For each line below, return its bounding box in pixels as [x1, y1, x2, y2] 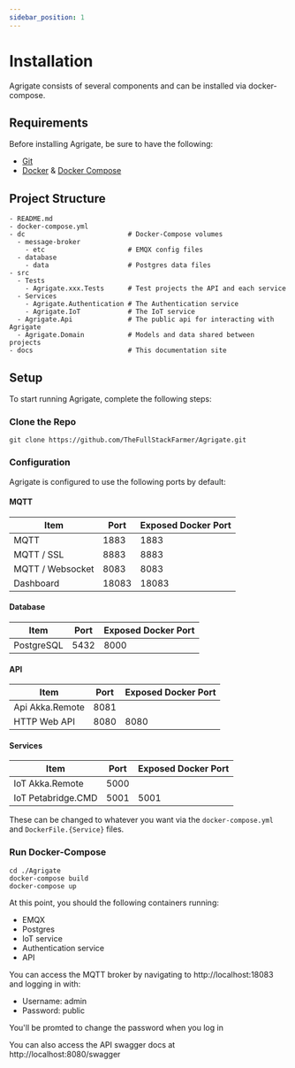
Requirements [9, 115, 88, 130]
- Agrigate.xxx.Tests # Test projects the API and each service [25, 284, 287, 293]
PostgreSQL [13, 639, 64, 651]
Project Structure [9, 191, 106, 206]
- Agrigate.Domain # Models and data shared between [17, 331, 254, 340]
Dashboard [13, 577, 60, 589]
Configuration [9, 457, 71, 469]
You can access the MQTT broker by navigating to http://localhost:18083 [9, 969, 274, 980]
